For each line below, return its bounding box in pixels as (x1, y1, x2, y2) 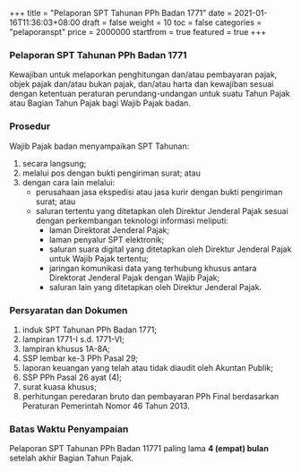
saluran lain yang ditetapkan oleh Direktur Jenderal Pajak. (48, 281, 262, 292)
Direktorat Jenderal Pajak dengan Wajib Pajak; (48, 272, 220, 283)
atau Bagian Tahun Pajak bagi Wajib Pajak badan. (9, 98, 191, 108)
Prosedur (9, 120, 51, 133)
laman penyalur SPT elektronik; (48, 234, 165, 245)
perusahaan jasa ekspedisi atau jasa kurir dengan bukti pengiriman (35, 186, 283, 197)
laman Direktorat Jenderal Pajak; (48, 224, 170, 236)
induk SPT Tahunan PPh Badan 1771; (21, 324, 158, 335)
